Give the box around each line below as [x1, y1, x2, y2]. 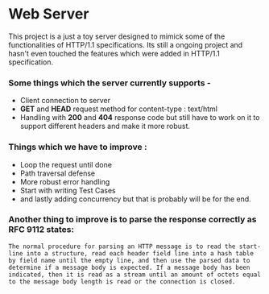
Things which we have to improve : [8, 142, 147, 153]
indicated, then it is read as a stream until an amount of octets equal [8, 271, 262, 279]
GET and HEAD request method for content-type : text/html [19, 104, 217, 114]
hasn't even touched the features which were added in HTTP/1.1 [8, 48, 220, 58]
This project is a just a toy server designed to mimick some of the [8, 31, 226, 41]
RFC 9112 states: [8, 224, 75, 235]
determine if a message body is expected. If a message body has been [8, 263, 250, 271]
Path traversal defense [19, 168, 95, 178]
